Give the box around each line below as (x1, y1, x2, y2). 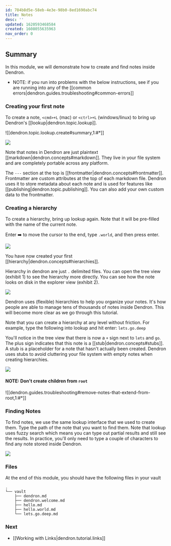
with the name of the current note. (5, 221, 78, 227)
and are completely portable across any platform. (5, 160, 109, 166)
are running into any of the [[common (12, 84, 92, 90)
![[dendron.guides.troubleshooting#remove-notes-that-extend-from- (5, 389, 151, 395)
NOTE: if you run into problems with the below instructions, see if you (12, 79, 159, 85)
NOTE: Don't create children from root (5, 378, 88, 384)
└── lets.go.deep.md (14, 512, 58, 517)
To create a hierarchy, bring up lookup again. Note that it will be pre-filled (5, 216, 159, 222)
